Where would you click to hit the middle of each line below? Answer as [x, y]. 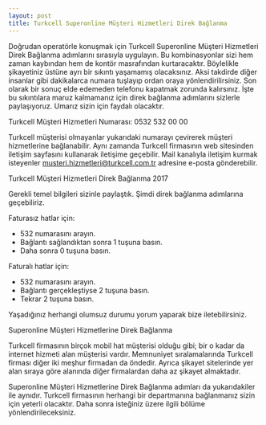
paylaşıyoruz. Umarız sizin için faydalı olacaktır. [86, 106]
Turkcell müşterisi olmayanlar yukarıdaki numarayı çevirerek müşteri [121, 137]
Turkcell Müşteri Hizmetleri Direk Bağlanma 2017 [88, 178]
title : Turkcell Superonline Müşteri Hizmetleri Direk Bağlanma [118, 23]
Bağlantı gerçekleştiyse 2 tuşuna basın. [85, 290]
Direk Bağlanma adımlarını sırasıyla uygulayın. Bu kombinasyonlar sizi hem [131, 55]
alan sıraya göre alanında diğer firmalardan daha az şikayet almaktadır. [125, 371]
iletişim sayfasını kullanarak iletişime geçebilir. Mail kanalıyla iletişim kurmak [133, 154]
